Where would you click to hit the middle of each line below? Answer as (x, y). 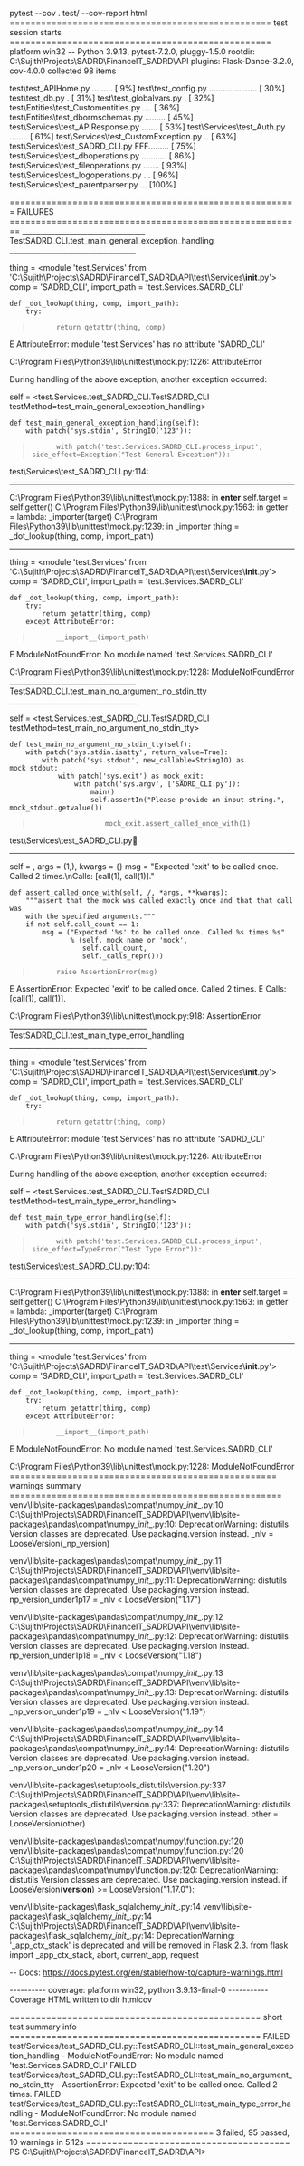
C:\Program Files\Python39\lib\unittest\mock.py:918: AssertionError (135, 1016)
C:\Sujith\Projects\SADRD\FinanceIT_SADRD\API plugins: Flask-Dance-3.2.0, (152, 61)
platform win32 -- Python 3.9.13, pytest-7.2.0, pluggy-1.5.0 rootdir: (133, 52)
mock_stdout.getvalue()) (56, 808)
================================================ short (146, 2017)
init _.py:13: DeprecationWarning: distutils (213, 1692)
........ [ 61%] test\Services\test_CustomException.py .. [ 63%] (123, 136)
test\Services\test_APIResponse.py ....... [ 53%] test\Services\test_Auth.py (147, 127)
